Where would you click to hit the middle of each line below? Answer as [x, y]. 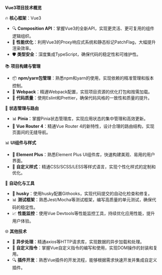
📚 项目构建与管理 [23, 66]
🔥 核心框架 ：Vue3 [23, 18]
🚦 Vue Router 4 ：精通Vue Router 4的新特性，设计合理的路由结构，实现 [83, 126]
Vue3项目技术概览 [24, 8]
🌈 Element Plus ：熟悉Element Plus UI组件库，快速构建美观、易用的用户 [83, 155]
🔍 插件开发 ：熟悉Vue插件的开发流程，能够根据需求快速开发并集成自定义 [85, 260]
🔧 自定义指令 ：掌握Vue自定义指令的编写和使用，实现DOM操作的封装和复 [85, 248]
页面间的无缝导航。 [31, 132]
